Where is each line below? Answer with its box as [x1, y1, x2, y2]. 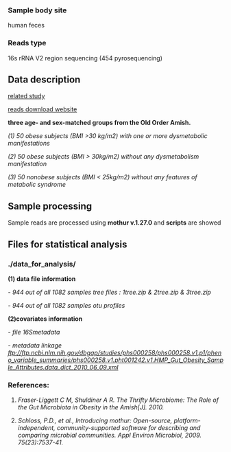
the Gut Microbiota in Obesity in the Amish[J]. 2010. [17, 403, 165, 411]
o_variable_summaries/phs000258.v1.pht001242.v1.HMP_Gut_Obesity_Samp [8, 356, 224, 364]
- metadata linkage [8, 341, 62, 349]
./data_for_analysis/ [8, 259, 76, 269]
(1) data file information [8, 274, 76, 283]
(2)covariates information [8, 315, 83, 323]
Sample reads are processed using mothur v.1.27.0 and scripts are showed [8, 218, 221, 227]
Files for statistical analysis [8, 238, 127, 250]
